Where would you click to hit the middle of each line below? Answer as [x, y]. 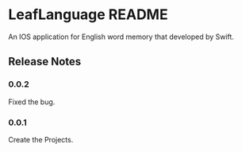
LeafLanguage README [88, 15]
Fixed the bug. [32, 102]
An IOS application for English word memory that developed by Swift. [121, 37]
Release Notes [45, 62]
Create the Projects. [41, 139]
